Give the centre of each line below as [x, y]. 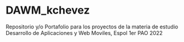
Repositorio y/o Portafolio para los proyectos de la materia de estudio [92, 27]
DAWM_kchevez [48, 10]
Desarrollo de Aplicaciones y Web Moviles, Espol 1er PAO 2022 [84, 33]
